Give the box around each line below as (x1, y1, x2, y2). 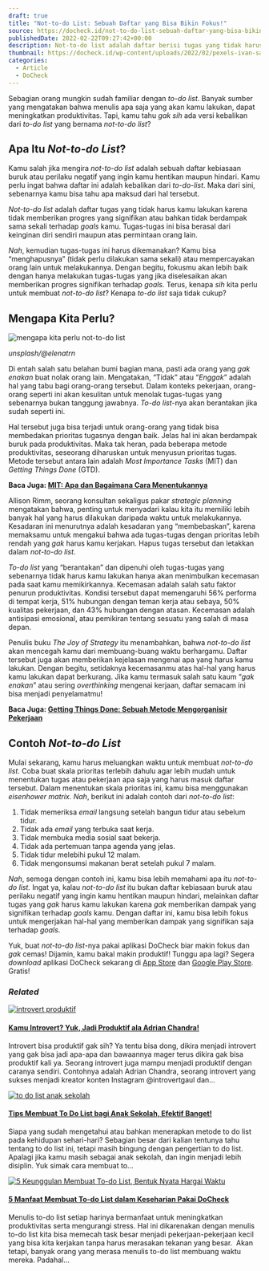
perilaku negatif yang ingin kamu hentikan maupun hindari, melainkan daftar (8, 891, 259, 901)
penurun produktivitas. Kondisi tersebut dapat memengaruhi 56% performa (8, 588, 257, 598)
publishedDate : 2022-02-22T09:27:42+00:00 (8, 34, 152, 43)
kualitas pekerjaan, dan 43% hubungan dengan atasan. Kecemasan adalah (8, 605, 255, 615)
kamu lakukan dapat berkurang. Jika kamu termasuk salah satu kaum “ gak (8, 672, 255, 682)
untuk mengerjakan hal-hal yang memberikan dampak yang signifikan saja (8, 916, 255, 927)
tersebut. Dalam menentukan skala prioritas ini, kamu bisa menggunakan (8, 783, 248, 793)
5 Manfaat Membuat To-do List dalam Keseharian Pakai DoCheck (8, 1195, 230, 1204)
